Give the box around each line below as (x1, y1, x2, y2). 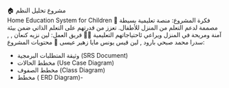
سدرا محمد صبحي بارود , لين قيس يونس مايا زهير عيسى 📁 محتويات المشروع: (7, 38, 205, 46)
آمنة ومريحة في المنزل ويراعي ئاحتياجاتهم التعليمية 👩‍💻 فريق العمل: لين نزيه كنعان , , (7, 31, 222, 38)
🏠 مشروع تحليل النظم (7, 6, 67, 14)
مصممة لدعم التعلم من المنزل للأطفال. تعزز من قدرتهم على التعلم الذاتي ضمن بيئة (7, 23, 218, 32)
